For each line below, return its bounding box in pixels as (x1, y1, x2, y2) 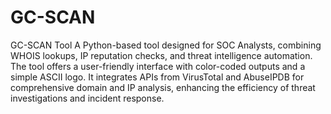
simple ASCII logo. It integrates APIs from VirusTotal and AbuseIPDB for (10, 71, 305, 83)
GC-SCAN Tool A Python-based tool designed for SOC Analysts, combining (10, 39, 322, 51)
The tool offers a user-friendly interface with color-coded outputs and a (10, 60, 306, 72)
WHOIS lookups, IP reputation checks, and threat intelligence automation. (10, 49, 313, 61)
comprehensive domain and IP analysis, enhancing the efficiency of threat (10, 81, 316, 93)
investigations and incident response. (10, 92, 165, 104)
